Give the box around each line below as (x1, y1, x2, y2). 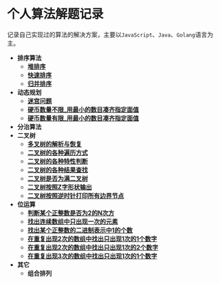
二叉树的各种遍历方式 (27, 148, 88, 156)
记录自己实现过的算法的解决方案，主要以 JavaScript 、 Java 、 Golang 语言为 (7, 30, 214, 39)
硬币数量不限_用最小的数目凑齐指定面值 (27, 105, 140, 114)
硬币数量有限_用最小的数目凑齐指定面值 (27, 114, 140, 122)
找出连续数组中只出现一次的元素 (27, 217, 118, 225)
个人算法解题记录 (7, 6, 104, 22)
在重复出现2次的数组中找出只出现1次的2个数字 (27, 243, 159, 252)
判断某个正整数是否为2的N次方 (27, 208, 115, 217)
